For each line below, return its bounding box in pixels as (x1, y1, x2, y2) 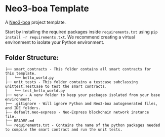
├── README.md (5, 118, 35, 123)
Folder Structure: (5, 54, 59, 62)
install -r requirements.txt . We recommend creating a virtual (5, 34, 135, 40)
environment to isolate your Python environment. (5, 39, 105, 45)
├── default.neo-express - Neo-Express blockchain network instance (5, 109, 149, 115)
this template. (5, 71, 37, 76)
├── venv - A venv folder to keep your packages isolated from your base (5, 92, 161, 98)
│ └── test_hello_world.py (5, 88, 65, 93)
